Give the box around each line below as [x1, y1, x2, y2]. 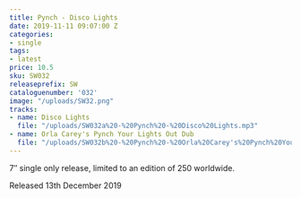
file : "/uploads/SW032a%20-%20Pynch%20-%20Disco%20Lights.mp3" [17, 122, 258, 131]
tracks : [9, 105, 39, 114]
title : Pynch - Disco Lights [9, 13, 118, 22]
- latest [9, 55, 42, 64]
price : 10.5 [9, 64, 54, 73]
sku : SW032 [9, 72, 50, 81]
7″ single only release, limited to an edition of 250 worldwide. [9, 162, 236, 173]
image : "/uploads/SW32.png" [9, 96, 115, 106]
